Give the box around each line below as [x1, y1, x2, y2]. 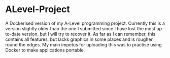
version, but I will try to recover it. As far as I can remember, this [22, 31, 156, 37]
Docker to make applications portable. [5, 47, 85, 53]
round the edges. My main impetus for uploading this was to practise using [5, 41, 162, 47]
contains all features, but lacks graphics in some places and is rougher [5, 36, 153, 42]
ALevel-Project [5, 4, 70, 15]
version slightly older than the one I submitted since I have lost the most [5, 25, 156, 31]
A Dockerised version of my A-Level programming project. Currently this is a [5, 20, 165, 26]
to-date [5, 31, 21, 37]
